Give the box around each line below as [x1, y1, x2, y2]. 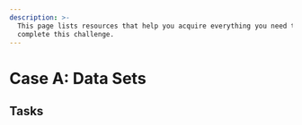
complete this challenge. [17, 29, 115, 38]
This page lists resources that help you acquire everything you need [17, 21, 288, 30]
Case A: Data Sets [9, 68, 147, 88]
